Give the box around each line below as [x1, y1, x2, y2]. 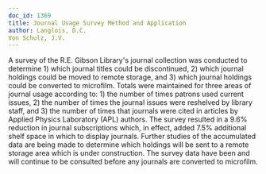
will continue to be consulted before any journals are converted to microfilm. [8, 157, 258, 167]
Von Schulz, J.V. [8, 33, 66, 42]
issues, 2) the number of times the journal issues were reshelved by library [8, 98, 253, 107]
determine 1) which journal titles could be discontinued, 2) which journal [8, 64, 244, 74]
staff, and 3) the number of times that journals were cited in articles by [8, 106, 238, 116]
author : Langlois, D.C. [8, 26, 87, 34]
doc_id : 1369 [8, 11, 52, 20]
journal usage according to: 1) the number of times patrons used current [8, 89, 245, 99]
